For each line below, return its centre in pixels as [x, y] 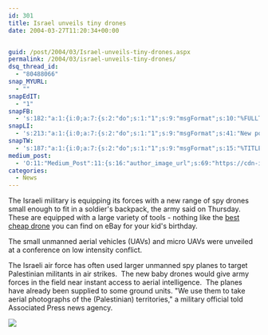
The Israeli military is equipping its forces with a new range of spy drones [129, 201]
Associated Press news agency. [61, 308]
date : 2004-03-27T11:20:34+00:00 [64, 30]
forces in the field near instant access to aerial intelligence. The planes [125, 282]
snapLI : [21, 126]
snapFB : [21, 111]
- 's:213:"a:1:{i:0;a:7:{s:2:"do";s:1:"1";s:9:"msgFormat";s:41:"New [133, 134]
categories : [28, 171]
